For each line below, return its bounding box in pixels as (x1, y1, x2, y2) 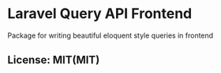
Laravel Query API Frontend (7, 5, 193, 23)
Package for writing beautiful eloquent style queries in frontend (7, 31, 214, 40)
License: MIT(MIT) (7, 53, 100, 67)
